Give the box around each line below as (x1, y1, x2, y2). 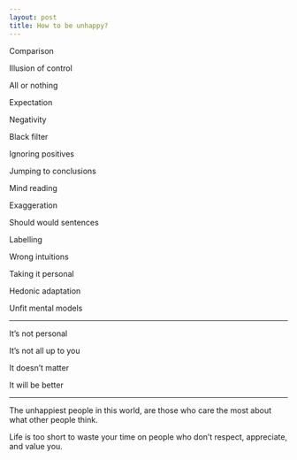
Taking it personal (9, 268, 74, 279)
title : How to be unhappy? (9, 21, 109, 30)
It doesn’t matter (9, 362, 69, 372)
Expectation (9, 96, 53, 107)
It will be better (9, 379, 64, 390)
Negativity (9, 114, 47, 125)
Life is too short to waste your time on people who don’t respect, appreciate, (9, 431, 288, 442)
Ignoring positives (9, 148, 75, 159)
